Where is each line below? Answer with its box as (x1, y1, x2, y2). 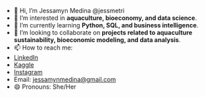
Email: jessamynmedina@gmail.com (13, 76, 116, 83)
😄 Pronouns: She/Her (13, 83, 77, 91)
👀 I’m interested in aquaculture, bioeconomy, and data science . (13, 14, 197, 22)
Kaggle (13, 61, 35, 69)
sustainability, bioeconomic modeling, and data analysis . (13, 36, 181, 44)
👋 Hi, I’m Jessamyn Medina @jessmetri (13, 7, 125, 14)
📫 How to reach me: (13, 43, 73, 52)
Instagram (13, 68, 43, 76)
